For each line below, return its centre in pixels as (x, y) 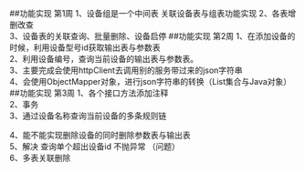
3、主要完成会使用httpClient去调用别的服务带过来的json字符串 (126, 70)
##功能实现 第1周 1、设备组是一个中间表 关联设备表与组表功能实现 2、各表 (149, 13)
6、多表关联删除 (40, 158)
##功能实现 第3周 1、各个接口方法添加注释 (89, 93)
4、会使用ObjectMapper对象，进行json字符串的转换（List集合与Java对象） (151, 81)
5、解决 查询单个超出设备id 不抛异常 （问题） (95, 147)
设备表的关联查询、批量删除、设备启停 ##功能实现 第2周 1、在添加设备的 (159, 36)
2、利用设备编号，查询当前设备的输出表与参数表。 (104, 59)
